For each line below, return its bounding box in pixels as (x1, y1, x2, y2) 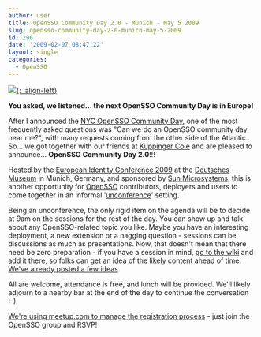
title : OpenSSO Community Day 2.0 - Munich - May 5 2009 (8, 19, 199, 27)
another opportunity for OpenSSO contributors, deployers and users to (8, 182, 238, 191)
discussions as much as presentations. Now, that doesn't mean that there (8, 238, 247, 249)
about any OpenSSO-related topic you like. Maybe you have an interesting (8, 222, 249, 231)
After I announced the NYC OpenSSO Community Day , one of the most (8, 116, 238, 125)
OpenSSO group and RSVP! (8, 320, 98, 329)
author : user (8, 11, 51, 20)
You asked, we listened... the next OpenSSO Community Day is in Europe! (8, 100, 254, 110)
